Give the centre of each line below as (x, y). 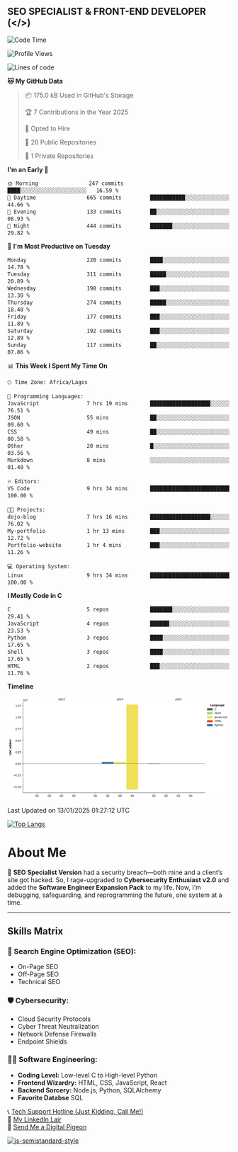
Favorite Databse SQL (50, 1097)
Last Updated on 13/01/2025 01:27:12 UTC (68, 810)
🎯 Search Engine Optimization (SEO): (72, 951)
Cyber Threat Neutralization (58, 1026)
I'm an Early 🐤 (28, 169)
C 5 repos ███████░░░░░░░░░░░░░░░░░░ (119, 609)
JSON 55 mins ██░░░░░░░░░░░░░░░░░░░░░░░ (119, 417)
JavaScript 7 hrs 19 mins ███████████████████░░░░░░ (119, 403)
